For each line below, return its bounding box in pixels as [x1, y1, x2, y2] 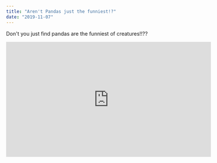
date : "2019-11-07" [6, 14, 54, 20]
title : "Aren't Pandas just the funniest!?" [6, 8, 116, 15]
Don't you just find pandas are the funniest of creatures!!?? [6, 30, 148, 37]
